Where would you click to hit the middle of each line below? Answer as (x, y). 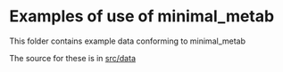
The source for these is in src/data (73, 58)
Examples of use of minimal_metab (142, 16)
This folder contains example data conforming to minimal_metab (127, 41)
